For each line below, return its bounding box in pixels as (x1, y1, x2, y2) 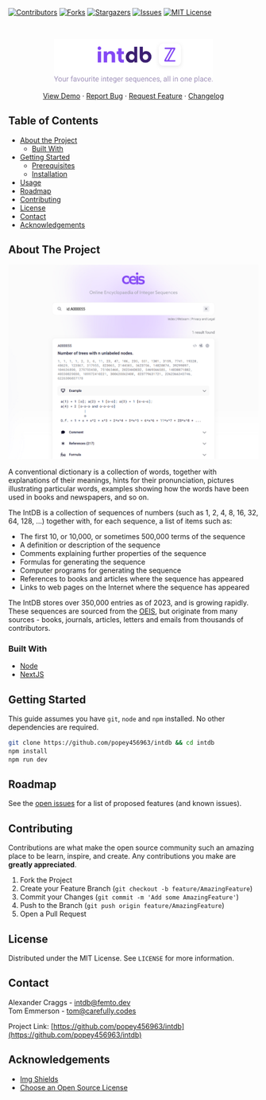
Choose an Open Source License (19, 1082, 129, 1092)
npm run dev (8, 755, 48, 764)
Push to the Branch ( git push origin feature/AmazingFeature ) (19, 901, 225, 910)
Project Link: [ (8, 1021, 54, 1031)
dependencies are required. (8, 722, 99, 732)
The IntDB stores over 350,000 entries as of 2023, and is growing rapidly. (8, 597, 249, 607)
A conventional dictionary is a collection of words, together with (8, 467, 217, 476)
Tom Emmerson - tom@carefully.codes (8, 1006, 137, 1016)
